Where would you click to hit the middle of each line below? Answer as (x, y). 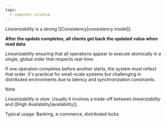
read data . (16, 44)
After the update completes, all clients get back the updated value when (81, 39)
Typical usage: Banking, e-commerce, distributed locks (62, 114)
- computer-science (30, 15)
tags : (11, 10)
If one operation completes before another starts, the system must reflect (81, 69)
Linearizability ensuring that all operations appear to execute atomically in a (83, 54)
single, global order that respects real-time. (50, 59)
